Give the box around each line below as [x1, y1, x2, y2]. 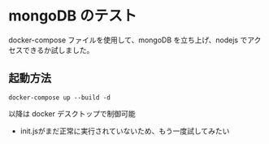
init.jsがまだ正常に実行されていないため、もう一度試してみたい [20, 126, 230, 136]
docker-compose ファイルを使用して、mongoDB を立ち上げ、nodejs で [8, 35, 248, 45]
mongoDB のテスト [8, 7, 137, 25]
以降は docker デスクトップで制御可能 [8, 108, 136, 118]
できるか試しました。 [22, 45, 94, 55]
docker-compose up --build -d [8, 94, 111, 102]
